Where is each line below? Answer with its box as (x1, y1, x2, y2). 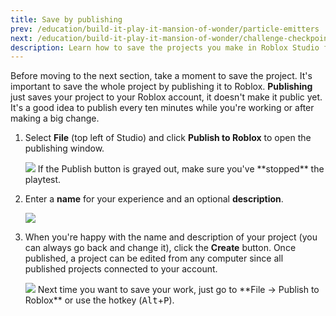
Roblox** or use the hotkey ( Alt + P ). (24, 294, 175, 306)
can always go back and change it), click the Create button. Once (24, 242, 297, 254)
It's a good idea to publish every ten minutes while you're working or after (10, 102, 315, 114)
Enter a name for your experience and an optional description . (24, 193, 284, 205)
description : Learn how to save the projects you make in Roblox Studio (10, 42, 320, 53)
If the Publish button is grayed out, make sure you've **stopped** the (37, 163, 325, 175)
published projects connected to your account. (24, 263, 218, 275)
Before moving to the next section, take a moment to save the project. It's (10, 70, 313, 82)
